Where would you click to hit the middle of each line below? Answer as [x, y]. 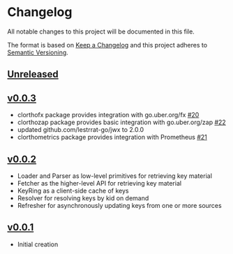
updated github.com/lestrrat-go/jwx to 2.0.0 [81, 130]
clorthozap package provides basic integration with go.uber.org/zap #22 [122, 122]
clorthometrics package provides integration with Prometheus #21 [112, 137]
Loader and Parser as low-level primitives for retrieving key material [115, 176]
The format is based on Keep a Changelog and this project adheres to [107, 45]
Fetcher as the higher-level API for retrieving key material [99, 183]
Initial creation [38, 244]
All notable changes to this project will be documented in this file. [101, 31]
